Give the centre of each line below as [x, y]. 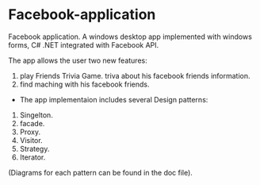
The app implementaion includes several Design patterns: [114, 99]
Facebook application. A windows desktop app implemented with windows [130, 37]
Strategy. [34, 148]
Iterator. [32, 157]
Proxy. [30, 132]
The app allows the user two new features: [78, 60]
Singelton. [36, 115]
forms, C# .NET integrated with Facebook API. [84, 44]
